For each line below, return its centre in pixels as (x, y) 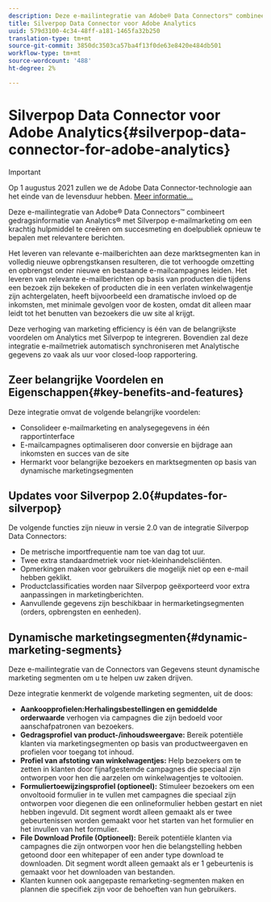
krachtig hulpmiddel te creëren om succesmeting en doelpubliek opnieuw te (135, 229)
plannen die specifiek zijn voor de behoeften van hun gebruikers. (128, 889)
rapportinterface (47, 436)
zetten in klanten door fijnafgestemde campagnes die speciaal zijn (130, 769)
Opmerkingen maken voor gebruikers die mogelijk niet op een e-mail (134, 569)
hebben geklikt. (46, 578)
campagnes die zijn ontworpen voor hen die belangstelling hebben (131, 846)
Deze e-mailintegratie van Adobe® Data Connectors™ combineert (117, 211)
